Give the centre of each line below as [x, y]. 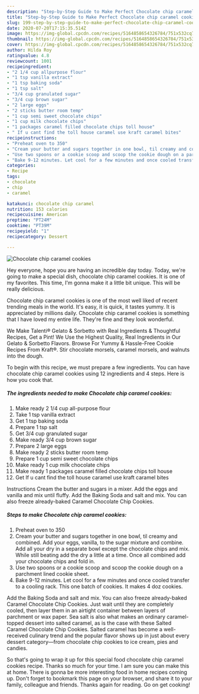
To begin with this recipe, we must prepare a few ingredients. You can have [98, 367]
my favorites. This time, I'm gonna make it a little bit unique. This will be [94, 283]
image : [15, 34]
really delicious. [26, 289]
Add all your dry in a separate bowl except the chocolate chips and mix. [102, 549]
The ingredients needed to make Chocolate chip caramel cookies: [89, 393]
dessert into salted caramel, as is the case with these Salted [98, 623]
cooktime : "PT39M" [29, 226]
